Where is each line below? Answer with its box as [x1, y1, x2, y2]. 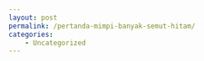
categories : [8, 30, 53, 39]
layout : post [8, 13, 58, 22]
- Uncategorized [24, 38, 87, 48]
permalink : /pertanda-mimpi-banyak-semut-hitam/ [8, 22, 196, 30]
